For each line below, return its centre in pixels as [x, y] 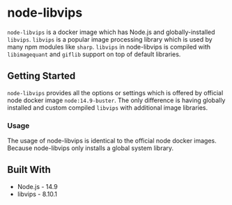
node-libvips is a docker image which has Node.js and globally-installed [111, 32]
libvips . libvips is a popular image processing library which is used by [110, 39]
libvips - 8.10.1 [37, 194]
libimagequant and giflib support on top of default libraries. [94, 54]
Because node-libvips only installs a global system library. [91, 148]
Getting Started [41, 76]
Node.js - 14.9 [37, 186]
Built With [29, 170]
